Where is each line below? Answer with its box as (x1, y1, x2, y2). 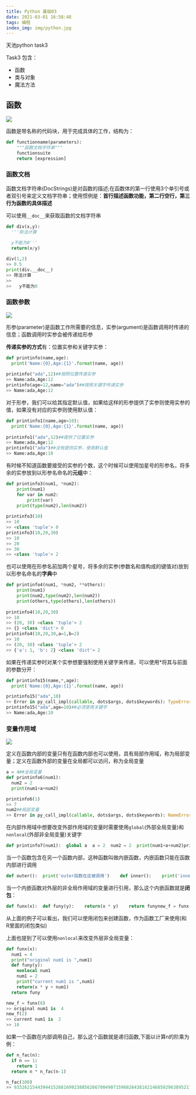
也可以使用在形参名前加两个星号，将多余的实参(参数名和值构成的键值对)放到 (6, 563, 189, 570)
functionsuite (16, 150, 51, 156)
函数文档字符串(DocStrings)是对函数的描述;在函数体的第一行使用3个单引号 (6, 185, 185, 192)
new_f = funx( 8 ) (6, 1000, 45, 1006)
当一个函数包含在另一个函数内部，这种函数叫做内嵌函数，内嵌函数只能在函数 (6, 854, 190, 861)
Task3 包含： (6, 54, 38, 61)
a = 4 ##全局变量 (6, 769, 42, 775)
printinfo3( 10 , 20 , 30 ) (6, 530, 59, 536)
